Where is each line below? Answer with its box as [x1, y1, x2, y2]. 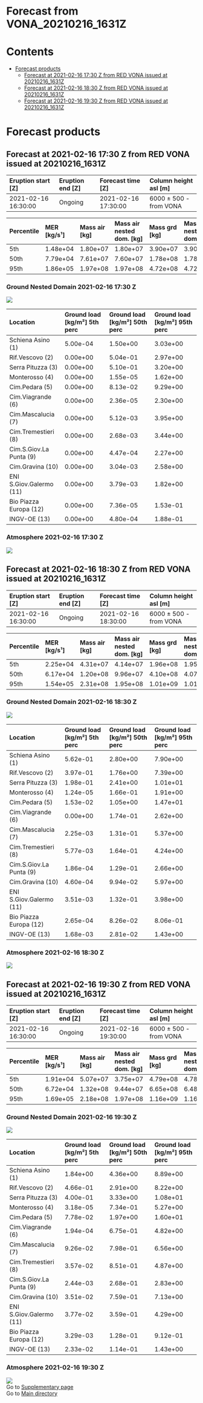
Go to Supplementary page [6, 1383, 74, 1390]
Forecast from [6, 4, 79, 18]
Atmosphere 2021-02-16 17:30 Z [6, 533, 104, 541]
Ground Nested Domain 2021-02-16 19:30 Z [6, 1112, 137, 1121]
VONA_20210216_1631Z [6, 17, 127, 31]
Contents [6, 45, 54, 59]
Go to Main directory [6, 1390, 58, 1397]
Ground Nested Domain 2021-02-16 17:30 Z [6, 283, 137, 291]
